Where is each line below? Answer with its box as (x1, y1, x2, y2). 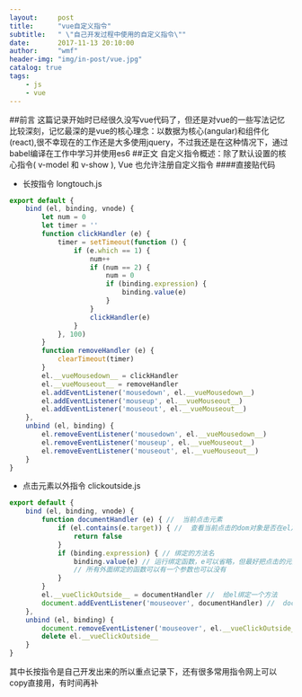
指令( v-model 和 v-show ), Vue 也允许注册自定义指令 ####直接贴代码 (16, 159, 276, 170)
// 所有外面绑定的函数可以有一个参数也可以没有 (73, 565, 226, 575)
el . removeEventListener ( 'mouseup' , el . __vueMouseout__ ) (41, 437, 255, 447)
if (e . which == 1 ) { (73, 246, 151, 255)
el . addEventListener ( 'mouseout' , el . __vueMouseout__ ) (41, 405, 247, 414)
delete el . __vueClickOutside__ (41, 632, 159, 641)
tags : (9, 72, 30, 81)
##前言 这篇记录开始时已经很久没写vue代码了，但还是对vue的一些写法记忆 (9, 114, 286, 125)
